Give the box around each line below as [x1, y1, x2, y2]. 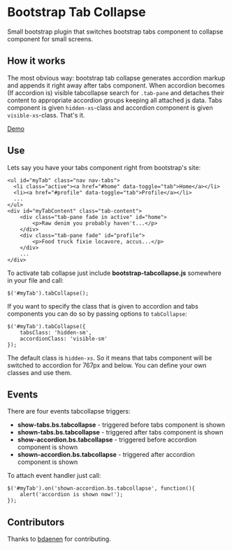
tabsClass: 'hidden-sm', [20, 329, 92, 336]
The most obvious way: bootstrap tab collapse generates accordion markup [7, 73, 226, 82]
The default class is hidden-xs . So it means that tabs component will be [7, 353, 212, 362]
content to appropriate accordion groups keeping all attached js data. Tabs [7, 96, 222, 104]
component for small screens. [7, 34, 93, 43]
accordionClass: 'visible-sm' [20, 335, 108, 342]
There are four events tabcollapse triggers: [7, 407, 131, 416]
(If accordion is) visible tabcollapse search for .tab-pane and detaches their [7, 88, 225, 97]
